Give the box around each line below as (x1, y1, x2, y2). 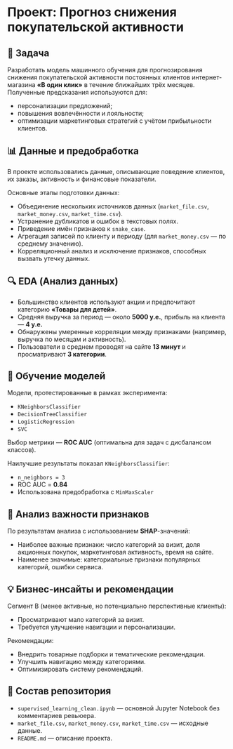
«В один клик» (36, 81, 83, 88)
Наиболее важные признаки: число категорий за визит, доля (17, 541, 201, 549)
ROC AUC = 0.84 (17, 480, 68, 489)
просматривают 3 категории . (17, 350, 107, 358)
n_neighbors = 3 (17, 475, 65, 482)
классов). (7, 446, 36, 454)
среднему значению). (17, 239, 84, 248)
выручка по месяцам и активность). (17, 335, 126, 343)
